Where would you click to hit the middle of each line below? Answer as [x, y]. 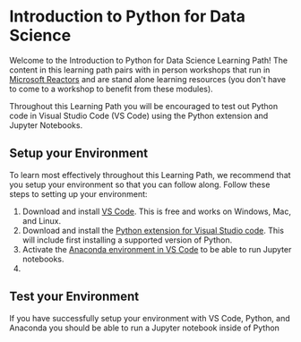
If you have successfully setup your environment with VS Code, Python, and [150, 318]
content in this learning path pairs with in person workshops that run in [140, 70]
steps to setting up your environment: [78, 193]
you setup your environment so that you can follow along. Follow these [140, 184]
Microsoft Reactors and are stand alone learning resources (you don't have [148, 79]
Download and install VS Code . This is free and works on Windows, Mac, [157, 211]
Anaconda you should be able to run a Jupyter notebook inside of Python [145, 328]
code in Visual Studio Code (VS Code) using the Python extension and [139, 115]
